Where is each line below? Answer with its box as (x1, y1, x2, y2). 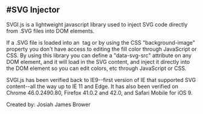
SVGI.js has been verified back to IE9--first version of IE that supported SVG (6, 76, 196, 83)
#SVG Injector (6, 5, 60, 15)
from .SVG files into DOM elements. (6, 27, 95, 34)
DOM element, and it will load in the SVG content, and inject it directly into (6, 58, 190, 65)
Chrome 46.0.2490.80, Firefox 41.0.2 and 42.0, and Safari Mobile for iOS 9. (6, 89, 193, 96)
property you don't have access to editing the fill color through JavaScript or (6, 45, 197, 52)
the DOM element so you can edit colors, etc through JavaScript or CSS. (6, 65, 187, 72)
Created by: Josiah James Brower (6, 101, 91, 108)
